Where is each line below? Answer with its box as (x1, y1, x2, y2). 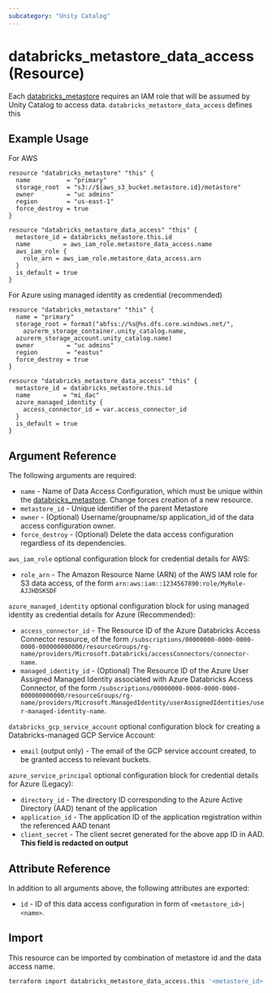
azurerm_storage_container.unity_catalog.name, (23, 327, 187, 336)
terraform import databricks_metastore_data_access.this (8, 977, 205, 985)
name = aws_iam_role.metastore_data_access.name (15, 241, 213, 249)
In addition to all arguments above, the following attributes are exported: (8, 883, 250, 893)
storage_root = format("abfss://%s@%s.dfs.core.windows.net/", (15, 320, 234, 329)
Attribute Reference (8, 861, 111, 875)
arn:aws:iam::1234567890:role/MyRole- (114, 580, 247, 588)
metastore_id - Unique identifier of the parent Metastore (19, 503, 209, 513)
